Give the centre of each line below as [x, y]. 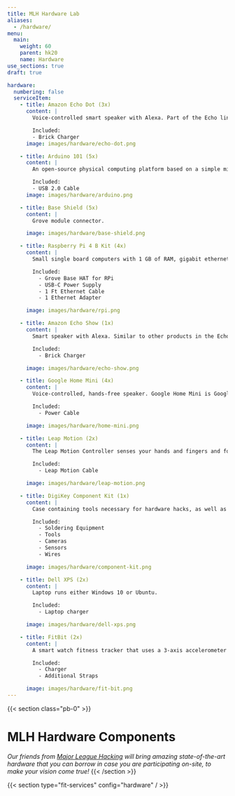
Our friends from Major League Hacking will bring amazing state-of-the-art [116, 756]
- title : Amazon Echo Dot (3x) [65, 105]
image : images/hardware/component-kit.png [88, 567]
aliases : [20, 20]
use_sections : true [36, 66]
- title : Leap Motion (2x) [59, 438]
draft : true [24, 72]
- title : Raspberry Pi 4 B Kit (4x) [73, 246]
